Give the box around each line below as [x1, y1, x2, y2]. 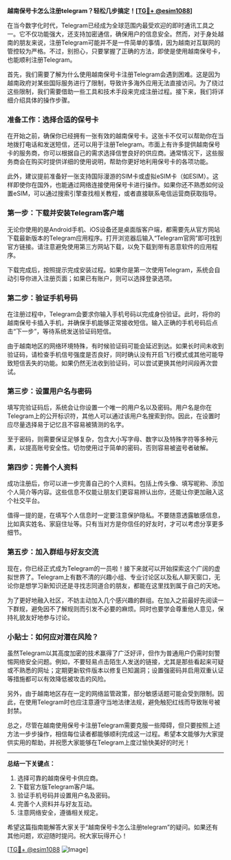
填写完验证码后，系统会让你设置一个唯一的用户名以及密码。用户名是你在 [7, 404, 212, 412]
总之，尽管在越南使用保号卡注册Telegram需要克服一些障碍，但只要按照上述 [7, 721, 221, 729]
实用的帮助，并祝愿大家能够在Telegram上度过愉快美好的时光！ [12, 738, 190, 747]
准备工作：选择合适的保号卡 [7, 115, 99, 124]
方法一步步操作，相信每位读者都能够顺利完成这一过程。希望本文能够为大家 [7, 730, 218, 738]
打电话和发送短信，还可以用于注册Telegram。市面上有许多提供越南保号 [19, 140, 221, 148]
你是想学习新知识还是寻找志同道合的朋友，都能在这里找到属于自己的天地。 [12, 581, 224, 590]
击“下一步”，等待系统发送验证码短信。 [7, 327, 115, 335]
